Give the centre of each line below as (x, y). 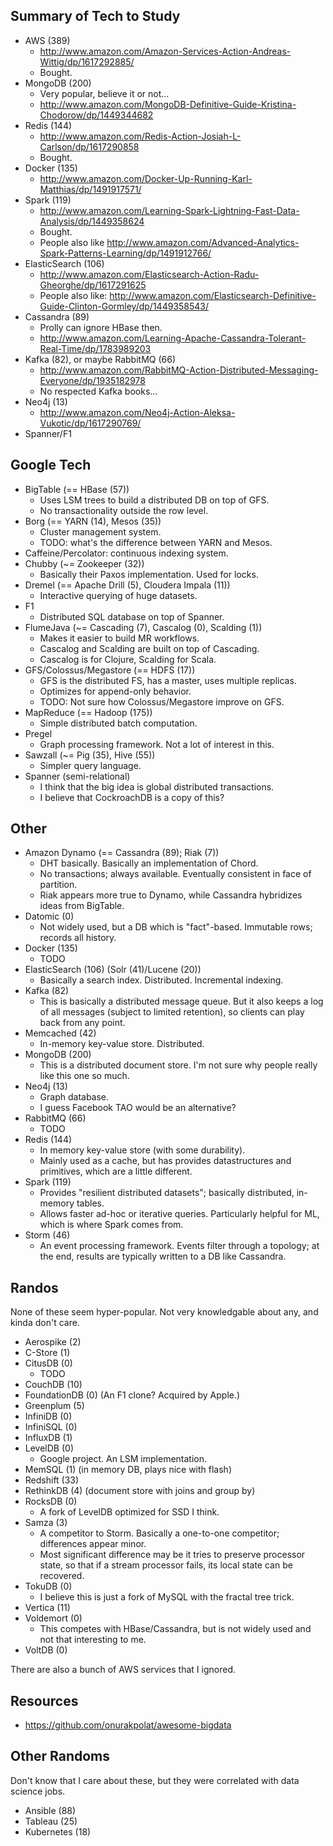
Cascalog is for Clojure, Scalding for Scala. (128, 659)
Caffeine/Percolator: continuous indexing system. (126, 553)
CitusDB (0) (48, 1363)
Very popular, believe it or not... (104, 93)
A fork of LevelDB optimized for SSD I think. (129, 1512)
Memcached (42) (60, 1033)
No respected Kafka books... (98, 391)
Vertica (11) (47, 1608)
